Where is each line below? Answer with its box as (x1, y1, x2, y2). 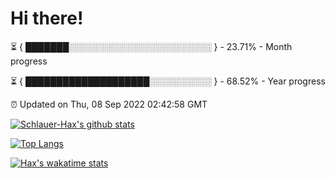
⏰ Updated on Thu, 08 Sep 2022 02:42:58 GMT (10, 98, 208, 110)
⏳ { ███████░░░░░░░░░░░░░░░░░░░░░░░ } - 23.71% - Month (10, 40, 293, 52)
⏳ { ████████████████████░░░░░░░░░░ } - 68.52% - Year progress (10, 75, 326, 87)
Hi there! (10, 7, 84, 30)
